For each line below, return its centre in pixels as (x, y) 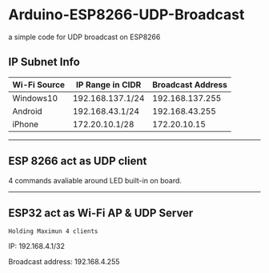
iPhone (25, 124)
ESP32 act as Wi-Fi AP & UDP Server (101, 213)
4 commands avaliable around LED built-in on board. (95, 180)
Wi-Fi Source (39, 84)
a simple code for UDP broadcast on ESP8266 (84, 37)
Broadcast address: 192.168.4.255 (64, 262)
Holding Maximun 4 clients (53, 231)
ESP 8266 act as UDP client (78, 161)
